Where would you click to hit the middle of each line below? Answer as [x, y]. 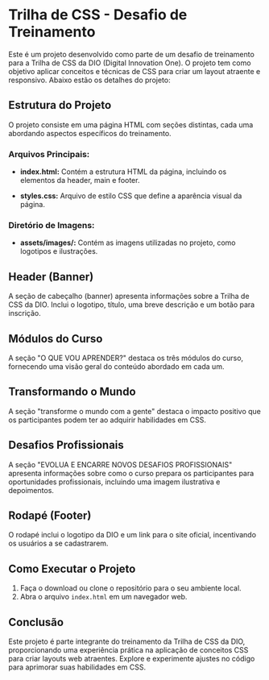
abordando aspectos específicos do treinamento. [90, 133]
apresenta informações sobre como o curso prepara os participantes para [131, 473]
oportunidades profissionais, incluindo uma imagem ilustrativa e [114, 482]
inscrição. [25, 313]
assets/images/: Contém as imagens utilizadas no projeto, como [128, 243]
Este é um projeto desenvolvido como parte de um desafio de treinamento [132, 54]
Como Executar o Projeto [72, 568]
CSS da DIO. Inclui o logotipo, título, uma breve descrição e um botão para [132, 305]
